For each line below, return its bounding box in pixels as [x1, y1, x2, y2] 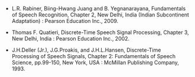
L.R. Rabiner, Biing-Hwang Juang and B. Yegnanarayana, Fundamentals [11, 5, 186, 12]
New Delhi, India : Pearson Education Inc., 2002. [11, 35, 130, 42]
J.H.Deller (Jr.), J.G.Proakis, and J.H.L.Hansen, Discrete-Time [11, 46, 161, 53]
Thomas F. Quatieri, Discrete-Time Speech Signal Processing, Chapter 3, [11, 29, 189, 36]
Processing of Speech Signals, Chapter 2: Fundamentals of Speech [11, 53, 176, 59]
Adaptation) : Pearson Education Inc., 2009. [11, 18, 119, 24]
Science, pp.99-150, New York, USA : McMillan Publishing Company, [11, 59, 179, 66]
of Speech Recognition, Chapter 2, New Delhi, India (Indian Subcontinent [11, 11, 189, 18]
